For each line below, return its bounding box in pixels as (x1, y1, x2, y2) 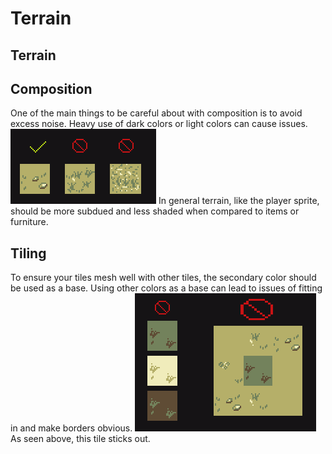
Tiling (10, 245, 47, 262)
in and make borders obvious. (10, 422, 133, 434)
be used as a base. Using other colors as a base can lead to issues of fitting (10, 282, 323, 294)
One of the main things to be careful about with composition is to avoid (10, 107, 303, 119)
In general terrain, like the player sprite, (158, 195, 320, 207)
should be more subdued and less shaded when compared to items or (10, 205, 300, 217)
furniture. (10, 216, 49, 228)
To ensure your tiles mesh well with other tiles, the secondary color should (10, 272, 317, 284)
